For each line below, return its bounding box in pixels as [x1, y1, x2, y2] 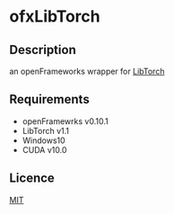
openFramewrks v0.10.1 [22, 115, 109, 127]
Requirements [9, 92, 90, 107]
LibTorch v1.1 [22, 125, 70, 136]
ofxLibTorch [9, 6, 100, 27]
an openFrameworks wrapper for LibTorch [9, 66, 165, 76]
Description [9, 42, 76, 58]
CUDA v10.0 [22, 144, 67, 155]
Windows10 [22, 135, 65, 146]
